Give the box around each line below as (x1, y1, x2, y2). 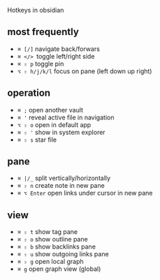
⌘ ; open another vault (17, 105, 84, 114)
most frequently (7, 26, 79, 38)
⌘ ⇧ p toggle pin (17, 59, 64, 68)
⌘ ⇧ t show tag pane (17, 228, 78, 236)
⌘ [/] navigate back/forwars (17, 45, 100, 53)
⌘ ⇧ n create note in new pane (17, 182, 105, 190)
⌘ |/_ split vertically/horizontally (17, 174, 110, 182)
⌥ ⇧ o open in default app (17, 120, 92, 128)
